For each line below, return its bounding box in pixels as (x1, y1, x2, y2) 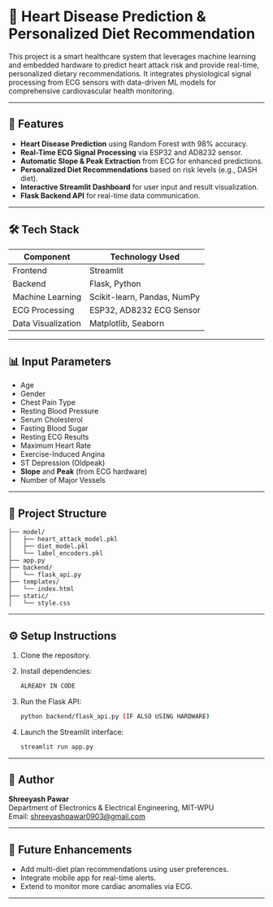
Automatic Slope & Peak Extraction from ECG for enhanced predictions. (19, 156, 264, 166)
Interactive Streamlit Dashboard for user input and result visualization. (19, 182, 258, 192)
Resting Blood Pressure (19, 406, 99, 416)
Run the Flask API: (19, 697, 82, 706)
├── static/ (8, 592, 49, 601)
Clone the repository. (19, 650, 91, 660)
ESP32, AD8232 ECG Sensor (89, 304, 201, 315)
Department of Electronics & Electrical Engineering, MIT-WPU (8, 803, 214, 813)
